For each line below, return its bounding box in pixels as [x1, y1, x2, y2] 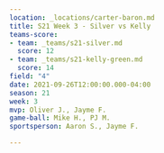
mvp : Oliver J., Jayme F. [9, 105, 106, 114]
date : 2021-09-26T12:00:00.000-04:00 [9, 80, 151, 89]
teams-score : [9, 30, 59, 39]
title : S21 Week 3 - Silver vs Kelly [9, 22, 151, 31]
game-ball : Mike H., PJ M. [9, 113, 111, 122]
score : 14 [17, 64, 54, 73]
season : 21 [9, 88, 50, 97]
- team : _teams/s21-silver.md [9, 38, 123, 48]
